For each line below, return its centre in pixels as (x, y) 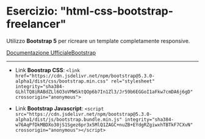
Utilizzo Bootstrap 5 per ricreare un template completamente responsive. (98, 41)
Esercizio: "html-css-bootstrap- (90, 11)
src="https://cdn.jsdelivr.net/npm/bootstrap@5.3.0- (84, 114)
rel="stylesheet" (133, 81)
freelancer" (36, 24)
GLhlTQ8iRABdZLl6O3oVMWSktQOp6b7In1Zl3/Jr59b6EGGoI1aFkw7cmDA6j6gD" (104, 92)
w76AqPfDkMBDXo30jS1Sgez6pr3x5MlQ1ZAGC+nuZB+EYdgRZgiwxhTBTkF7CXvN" (104, 125)
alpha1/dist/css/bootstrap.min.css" (62, 81)
